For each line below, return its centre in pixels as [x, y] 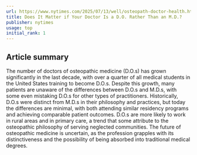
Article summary [38, 57]
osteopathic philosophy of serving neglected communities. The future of [94, 127]
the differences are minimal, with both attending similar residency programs [97, 108]
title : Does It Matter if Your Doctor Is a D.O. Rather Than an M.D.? [94, 17]
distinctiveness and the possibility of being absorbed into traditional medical [98, 139]
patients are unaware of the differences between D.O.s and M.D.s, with [91, 89]
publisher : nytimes [30, 22]
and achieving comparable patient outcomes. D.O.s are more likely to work [96, 114]
